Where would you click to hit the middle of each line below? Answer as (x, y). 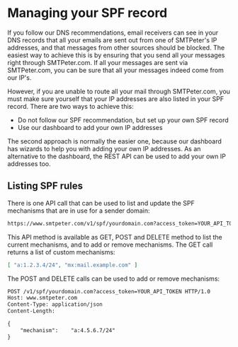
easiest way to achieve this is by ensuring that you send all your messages (116, 55)
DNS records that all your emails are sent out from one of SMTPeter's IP (112, 40)
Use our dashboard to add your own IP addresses (90, 127)
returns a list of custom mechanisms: (61, 252)
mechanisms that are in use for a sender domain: (79, 211)
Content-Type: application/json (55, 305)
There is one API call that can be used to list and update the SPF (101, 203)
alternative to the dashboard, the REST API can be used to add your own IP (117, 156)
